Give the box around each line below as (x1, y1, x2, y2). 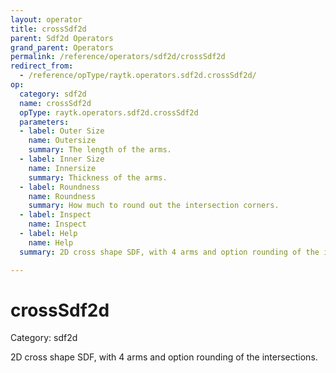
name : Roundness (28, 191, 97, 201)
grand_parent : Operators (10, 42, 114, 53)
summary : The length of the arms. (28, 145, 172, 155)
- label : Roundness (19, 182, 101, 192)
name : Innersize (28, 163, 97, 173)
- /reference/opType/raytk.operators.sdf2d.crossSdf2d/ (19, 71, 257, 81)
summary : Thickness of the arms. (28, 172, 168, 183)
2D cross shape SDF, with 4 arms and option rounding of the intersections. (10, 351, 318, 363)
